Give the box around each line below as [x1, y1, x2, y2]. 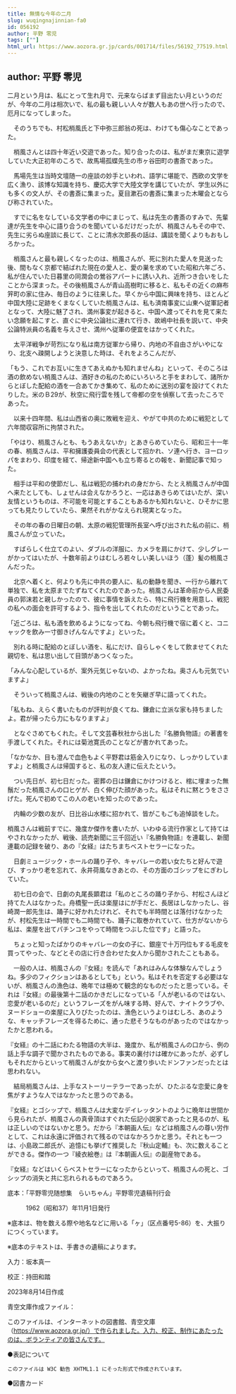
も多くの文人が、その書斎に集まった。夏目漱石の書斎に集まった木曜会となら [7, 188, 229, 198]
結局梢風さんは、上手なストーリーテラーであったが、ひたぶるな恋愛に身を [13, 1081, 229, 1090]
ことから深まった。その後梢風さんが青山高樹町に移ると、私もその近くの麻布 [7, 280, 229, 289]
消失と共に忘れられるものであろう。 [31, 1173, 137, 1182]
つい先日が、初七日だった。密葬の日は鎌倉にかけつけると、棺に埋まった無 [13, 776, 229, 785]
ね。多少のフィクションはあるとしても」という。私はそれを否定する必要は [7, 972, 223, 981]
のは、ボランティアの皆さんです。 [7, 1335, 106, 1343]
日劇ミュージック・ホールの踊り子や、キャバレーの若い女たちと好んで [13, 857, 217, 865]
